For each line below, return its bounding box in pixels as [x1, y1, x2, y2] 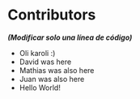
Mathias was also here [19, 65, 95, 75]
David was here [19, 57, 72, 67]
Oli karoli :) [19, 48, 56, 58]
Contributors [7, 6, 96, 24]
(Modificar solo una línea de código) [7, 32, 133, 42]
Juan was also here [19, 74, 85, 84]
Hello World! [19, 83, 62, 93]
